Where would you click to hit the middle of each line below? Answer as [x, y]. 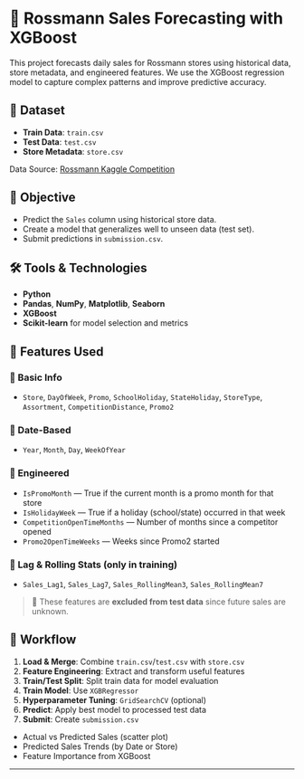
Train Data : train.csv [63, 132]
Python [37, 294]
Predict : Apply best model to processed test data [114, 709]
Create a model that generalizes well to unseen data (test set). [138, 229]
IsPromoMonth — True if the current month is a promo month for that [148, 493]
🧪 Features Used [57, 351]
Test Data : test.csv [59, 142]
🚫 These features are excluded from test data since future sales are [159, 602]
